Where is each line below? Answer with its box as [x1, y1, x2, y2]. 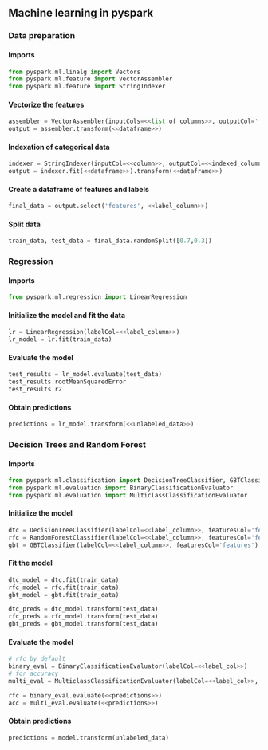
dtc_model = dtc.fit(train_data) [8, 575, 120, 584]
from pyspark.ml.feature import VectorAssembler [8, 75, 173, 83]
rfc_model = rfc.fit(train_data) [8, 583, 120, 591]
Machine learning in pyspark [8, 6, 154, 20]
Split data [8, 219, 41, 229]
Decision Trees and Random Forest [8, 438, 146, 450]
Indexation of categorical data [8, 142, 110, 151]
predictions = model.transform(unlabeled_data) [8, 733, 170, 742]
